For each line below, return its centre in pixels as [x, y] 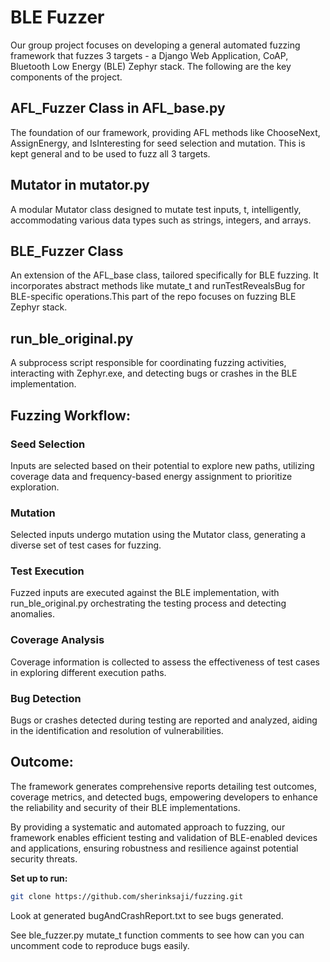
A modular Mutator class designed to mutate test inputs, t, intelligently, [156, 209]
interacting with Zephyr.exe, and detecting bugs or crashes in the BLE [154, 373]
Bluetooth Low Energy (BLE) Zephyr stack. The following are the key [151, 66]
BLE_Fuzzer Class [67, 251]
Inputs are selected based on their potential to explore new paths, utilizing [162, 465]
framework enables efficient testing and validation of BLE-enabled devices [164, 837]
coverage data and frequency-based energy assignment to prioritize [151, 476]
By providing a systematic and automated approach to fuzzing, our [148, 827]
